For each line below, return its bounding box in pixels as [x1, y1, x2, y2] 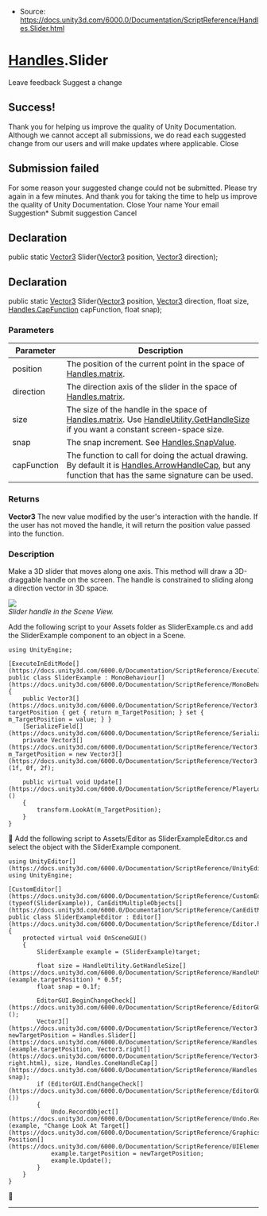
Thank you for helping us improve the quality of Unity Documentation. [8, 122, 237, 131]
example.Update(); [50, 1156, 112, 1165]
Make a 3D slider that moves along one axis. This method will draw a [8, 567, 233, 576]
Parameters [8, 325, 54, 336]
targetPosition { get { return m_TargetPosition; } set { [8, 709, 204, 717]
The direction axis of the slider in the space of [66, 381, 238, 393]
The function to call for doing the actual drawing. [66, 450, 249, 461]
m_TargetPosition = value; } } [8, 715, 112, 724]
